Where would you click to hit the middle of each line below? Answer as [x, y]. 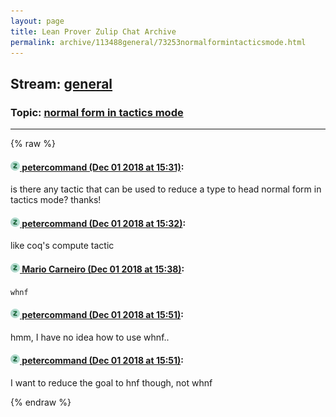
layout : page [37, 21]
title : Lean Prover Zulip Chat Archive [93, 31]
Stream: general [61, 83]
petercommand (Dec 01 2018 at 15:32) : [104, 223]
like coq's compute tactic [62, 246]
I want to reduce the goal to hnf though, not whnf [111, 383]
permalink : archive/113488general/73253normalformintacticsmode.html [158, 42]
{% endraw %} [41, 402]
